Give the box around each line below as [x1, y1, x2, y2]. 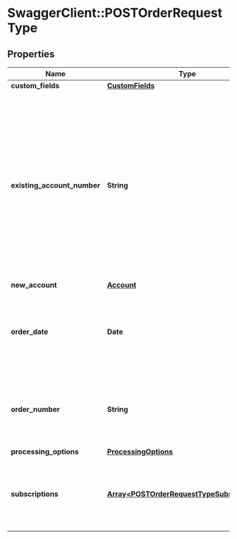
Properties [7, 48, 55, 60]
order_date [11, 327, 49, 337]
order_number [11, 404, 60, 414]
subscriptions [11, 489, 59, 499]
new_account [11, 280, 58, 290]
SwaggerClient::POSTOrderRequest [7, 5, 223, 21]
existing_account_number [11, 181, 101, 190]
